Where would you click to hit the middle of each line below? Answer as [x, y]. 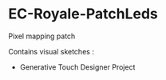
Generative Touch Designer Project [77, 67]
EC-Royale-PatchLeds [83, 14]
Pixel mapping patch [42, 36]
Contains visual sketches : [51, 51]
